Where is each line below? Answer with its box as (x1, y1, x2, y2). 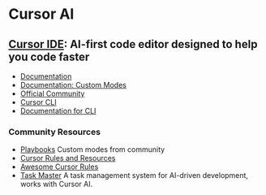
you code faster (8, 50, 90, 63)
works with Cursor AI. (19, 180, 93, 189)
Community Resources (8, 126, 101, 137)
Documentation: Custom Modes (19, 80, 127, 89)
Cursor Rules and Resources (19, 154, 116, 163)
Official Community (19, 89, 85, 98)
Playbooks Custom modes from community (19, 145, 165, 154)
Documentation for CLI (19, 106, 97, 115)
